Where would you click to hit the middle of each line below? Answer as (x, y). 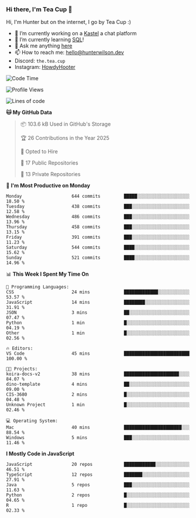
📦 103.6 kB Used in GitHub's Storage (66, 124)
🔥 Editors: (20, 349)
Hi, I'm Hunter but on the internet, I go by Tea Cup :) (69, 22)
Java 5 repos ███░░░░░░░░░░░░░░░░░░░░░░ (98, 485)
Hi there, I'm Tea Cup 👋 (39, 9)
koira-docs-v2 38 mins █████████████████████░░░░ (98, 374)
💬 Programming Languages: (37, 287)
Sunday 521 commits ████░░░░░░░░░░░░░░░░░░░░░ (98, 258)
